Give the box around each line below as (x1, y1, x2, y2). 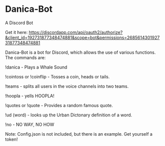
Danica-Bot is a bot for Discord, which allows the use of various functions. (5, 49, 156, 55)
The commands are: (5, 54, 46, 60)
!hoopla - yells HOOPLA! (5, 93, 55, 99)
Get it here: (5, 29, 28, 35)
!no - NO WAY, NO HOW (5, 121, 54, 127)
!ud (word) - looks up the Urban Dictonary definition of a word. (5, 112, 132, 118)
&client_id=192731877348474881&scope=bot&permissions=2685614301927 (5, 35, 160, 40)
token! (5, 136, 18, 142)
